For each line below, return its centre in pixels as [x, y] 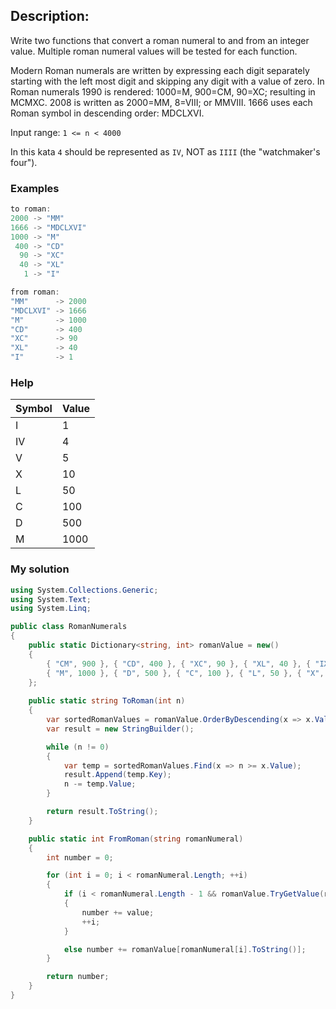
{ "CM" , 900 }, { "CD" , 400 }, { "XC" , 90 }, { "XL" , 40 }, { [179, 664]
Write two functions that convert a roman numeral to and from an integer [160, 40]
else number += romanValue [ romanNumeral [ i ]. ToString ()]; [185, 949]
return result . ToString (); [102, 812]
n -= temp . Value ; [100, 784]
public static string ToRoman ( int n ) [107, 701]
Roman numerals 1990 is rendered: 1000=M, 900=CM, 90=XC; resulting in [163, 91]
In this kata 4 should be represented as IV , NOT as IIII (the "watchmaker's [165, 151]
